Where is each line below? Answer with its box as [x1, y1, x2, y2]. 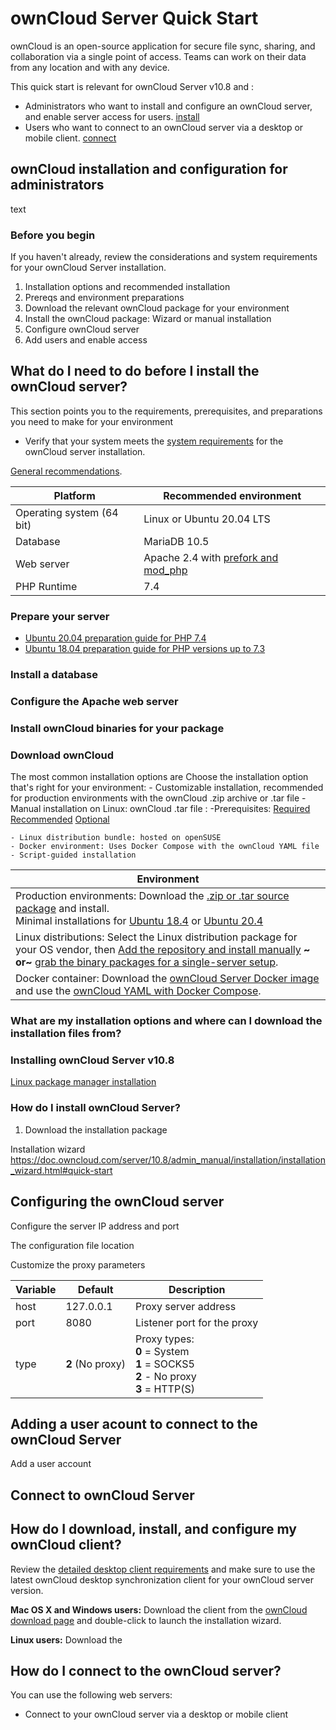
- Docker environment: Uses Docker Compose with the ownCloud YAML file [10, 842, 320, 852]
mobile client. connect [24, 132, 117, 144]
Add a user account [10, 1458, 92, 1470]
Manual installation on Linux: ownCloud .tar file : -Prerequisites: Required [10, 803, 311, 815]
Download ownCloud [10, 748, 114, 762]
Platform [53, 488, 96, 502]
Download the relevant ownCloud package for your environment [24, 302, 290, 314]
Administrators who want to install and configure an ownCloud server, [24, 100, 313, 112]
